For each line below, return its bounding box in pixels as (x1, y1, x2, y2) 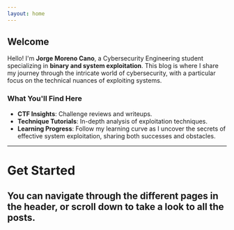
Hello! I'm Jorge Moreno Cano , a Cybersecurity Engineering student (7, 54, 204, 63)
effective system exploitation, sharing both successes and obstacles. (17, 131, 216, 140)
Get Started (7, 163, 75, 178)
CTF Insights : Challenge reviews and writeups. (17, 109, 153, 118)
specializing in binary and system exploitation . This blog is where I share (7, 62, 219, 70)
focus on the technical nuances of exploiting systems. (7, 76, 162, 85)
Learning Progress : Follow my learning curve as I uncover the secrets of (17, 124, 226, 133)
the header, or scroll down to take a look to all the (7, 201, 224, 213)
